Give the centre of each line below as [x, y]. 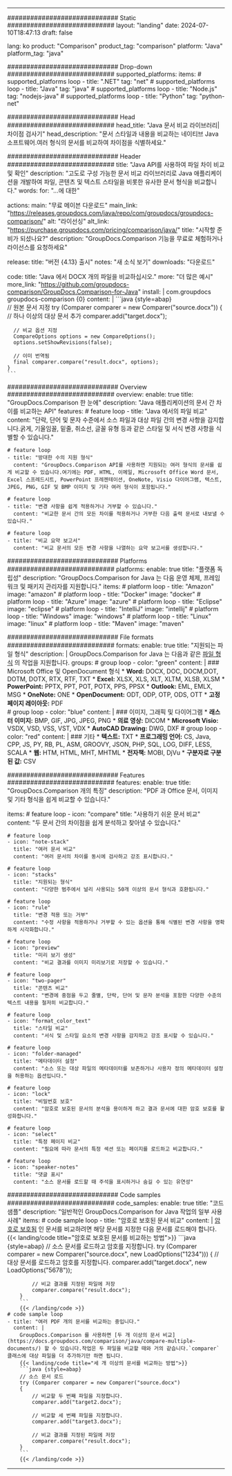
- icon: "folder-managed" [44, 1054]
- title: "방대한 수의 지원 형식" [50, 458]
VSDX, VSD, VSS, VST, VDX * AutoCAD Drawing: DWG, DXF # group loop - [115, 728]
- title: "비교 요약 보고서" [44, 541]
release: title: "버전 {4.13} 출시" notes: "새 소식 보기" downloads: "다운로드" [111, 262]
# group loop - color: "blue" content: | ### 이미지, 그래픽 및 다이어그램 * [107, 712]
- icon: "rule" [29, 908]
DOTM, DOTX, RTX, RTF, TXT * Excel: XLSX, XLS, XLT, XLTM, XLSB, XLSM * [116, 679]
